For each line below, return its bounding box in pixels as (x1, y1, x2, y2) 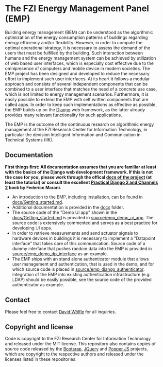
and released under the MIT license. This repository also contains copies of (5, 341, 156, 347)
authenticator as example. (12, 281, 65, 287)
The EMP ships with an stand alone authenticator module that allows (12, 256, 149, 262)
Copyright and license (5, 323, 74, 331)
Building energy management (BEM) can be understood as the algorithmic (5, 29, 153, 35)
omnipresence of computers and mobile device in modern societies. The (5, 65, 150, 71)
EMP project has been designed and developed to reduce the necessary (5, 70, 149, 76)
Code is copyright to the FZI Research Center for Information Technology (5, 336, 151, 342)
